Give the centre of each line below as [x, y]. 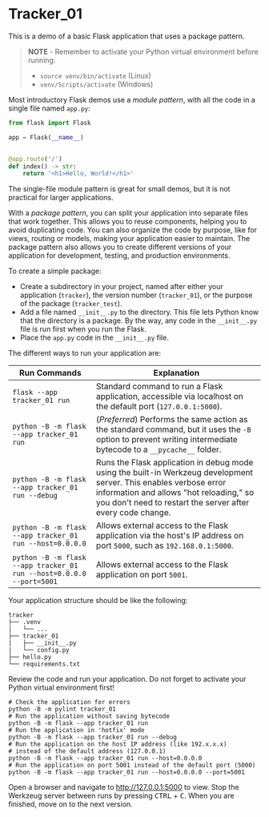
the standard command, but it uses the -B [173, 429]
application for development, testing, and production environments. [119, 256]
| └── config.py [39, 650]
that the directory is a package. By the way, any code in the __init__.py [139, 320]
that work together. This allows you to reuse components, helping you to [128, 222]
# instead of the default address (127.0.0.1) [87, 751]
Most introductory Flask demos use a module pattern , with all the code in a [132, 99]
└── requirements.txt [44, 664]
